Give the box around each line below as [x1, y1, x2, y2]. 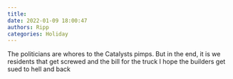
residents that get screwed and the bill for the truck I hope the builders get [7, 58, 226, 66]
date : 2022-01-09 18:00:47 [7, 17, 88, 24]
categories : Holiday [7, 30, 69, 38]
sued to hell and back [7, 65, 71, 73]
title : [7, 10, 27, 18]
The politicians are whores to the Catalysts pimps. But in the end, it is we [7, 50, 221, 58]
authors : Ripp [7, 23, 50, 31]
